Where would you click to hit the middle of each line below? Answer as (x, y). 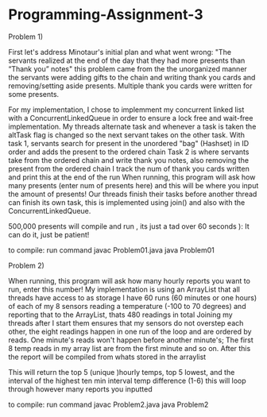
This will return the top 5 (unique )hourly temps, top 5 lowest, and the (122, 372)
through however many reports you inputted (80, 389)
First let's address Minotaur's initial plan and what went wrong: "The (120, 52)
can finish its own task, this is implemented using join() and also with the (127, 202)
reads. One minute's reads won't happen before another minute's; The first (131, 340)
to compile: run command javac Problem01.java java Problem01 (111, 250)
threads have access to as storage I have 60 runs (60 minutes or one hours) (133, 297)
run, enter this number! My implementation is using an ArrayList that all (124, 289)
